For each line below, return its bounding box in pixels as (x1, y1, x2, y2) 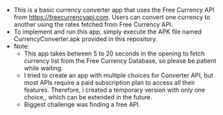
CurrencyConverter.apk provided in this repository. (13, 35, 158, 43)
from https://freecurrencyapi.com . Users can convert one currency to (13, 13, 211, 21)
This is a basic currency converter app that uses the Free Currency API (13, 6, 215, 14)
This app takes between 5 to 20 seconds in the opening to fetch (23, 49, 205, 57)
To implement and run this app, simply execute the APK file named (13, 27, 202, 36)
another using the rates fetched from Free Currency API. (13, 21, 174, 28)
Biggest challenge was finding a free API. (23, 101, 141, 108)
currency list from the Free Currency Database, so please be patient (23, 57, 217, 64)
